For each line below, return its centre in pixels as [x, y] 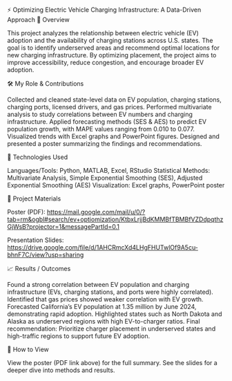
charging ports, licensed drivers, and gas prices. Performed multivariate [109, 107]
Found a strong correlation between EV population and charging [98, 285]
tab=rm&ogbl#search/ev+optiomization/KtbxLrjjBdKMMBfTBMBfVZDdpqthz [115, 219]
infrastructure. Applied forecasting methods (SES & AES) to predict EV [107, 122]
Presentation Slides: [36, 240]
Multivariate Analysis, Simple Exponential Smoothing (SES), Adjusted [105, 178]
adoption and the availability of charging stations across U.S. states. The [110, 40]
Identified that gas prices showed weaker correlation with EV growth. [105, 299]
